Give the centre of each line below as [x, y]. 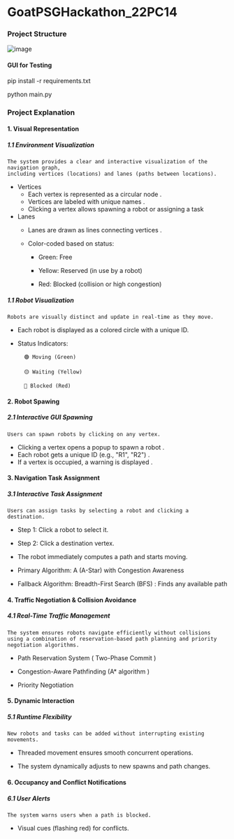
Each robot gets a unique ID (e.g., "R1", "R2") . [83, 454]
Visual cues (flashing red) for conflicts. [73, 828]
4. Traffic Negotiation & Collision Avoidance [72, 600]
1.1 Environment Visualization [51, 144]
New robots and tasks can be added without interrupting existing [106, 734]
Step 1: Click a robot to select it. [63, 530]
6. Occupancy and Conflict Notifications [67, 782]
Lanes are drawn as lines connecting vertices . [95, 230]
